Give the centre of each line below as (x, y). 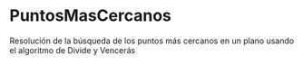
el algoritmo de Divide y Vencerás (73, 50)
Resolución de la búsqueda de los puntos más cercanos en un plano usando (152, 41)
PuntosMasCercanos (91, 16)
